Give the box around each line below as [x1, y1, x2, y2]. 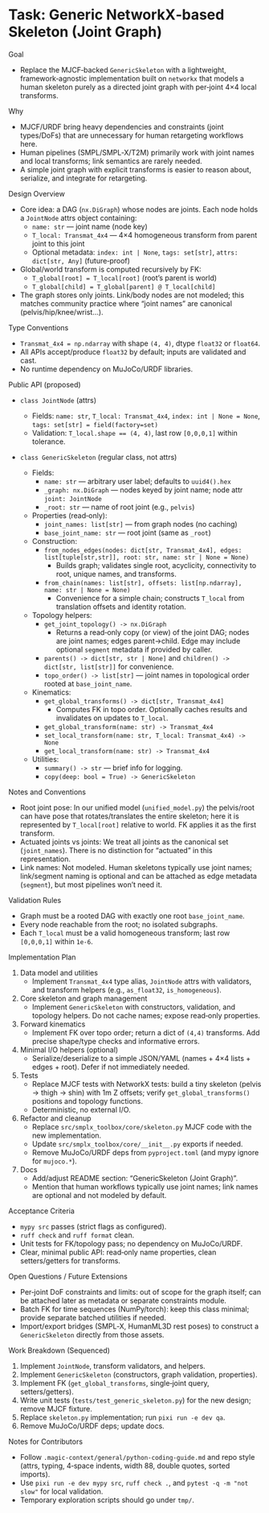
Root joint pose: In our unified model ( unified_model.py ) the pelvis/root [19, 802, 255, 812]
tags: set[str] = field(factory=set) [31, 421, 159, 429]
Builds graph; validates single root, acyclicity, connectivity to [55, 560, 257, 570]
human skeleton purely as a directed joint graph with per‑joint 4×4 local [19, 82, 257, 92]
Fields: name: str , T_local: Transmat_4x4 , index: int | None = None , [31, 411, 261, 421]
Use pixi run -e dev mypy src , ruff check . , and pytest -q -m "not [19, 1478, 249, 1487]
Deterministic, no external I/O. [31, 1105, 131, 1114]
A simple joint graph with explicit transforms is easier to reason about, [19, 164, 251, 174]
